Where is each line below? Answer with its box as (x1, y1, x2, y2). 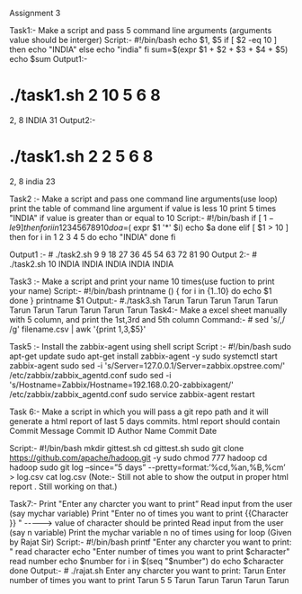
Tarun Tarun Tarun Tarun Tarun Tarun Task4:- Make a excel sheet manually (9, 305, 288, 315)
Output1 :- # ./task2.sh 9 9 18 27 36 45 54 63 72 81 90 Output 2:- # (9, 249, 258, 260)
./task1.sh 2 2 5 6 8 (9, 146, 154, 167)
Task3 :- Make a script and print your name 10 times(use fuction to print (9, 276, 275, 287)
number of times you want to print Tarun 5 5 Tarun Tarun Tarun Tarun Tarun (9, 574, 289, 585)
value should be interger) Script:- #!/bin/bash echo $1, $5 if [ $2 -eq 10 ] (9, 35, 277, 45)
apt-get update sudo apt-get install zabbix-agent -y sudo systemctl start (9, 350, 279, 361)
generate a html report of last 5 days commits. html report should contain (9, 415, 280, 426)
